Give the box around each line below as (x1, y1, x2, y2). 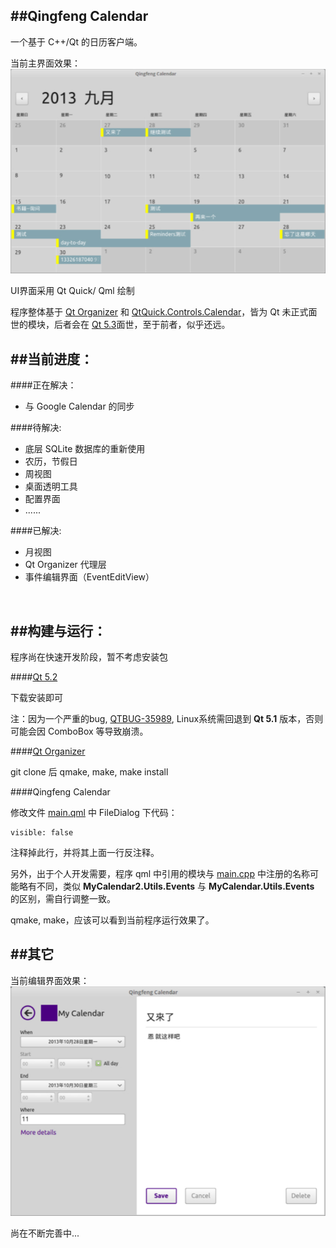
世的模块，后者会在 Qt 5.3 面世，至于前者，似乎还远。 (10, 319, 231, 331)
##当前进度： (10, 350, 94, 368)
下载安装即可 (10, 692, 63, 704)
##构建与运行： (10, 622, 107, 639)
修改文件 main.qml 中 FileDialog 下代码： (10, 807, 178, 819)
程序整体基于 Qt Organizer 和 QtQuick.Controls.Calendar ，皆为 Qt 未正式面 (10, 306, 318, 318)
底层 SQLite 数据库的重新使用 (24, 443, 146, 455)
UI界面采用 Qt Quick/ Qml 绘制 (10, 285, 135, 297)
